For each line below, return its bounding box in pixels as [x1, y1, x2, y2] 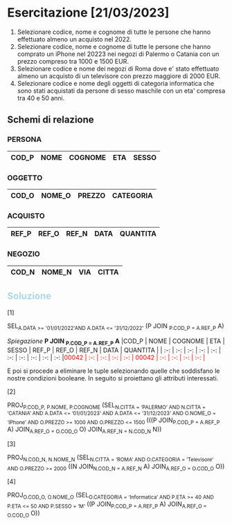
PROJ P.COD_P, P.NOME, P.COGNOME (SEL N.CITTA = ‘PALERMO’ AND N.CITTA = [7, 400, 206, 411]
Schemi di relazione [7, 114, 95, 126]
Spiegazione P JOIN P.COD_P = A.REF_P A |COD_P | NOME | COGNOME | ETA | [7, 337, 225, 347]
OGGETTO [7, 173, 43, 183]
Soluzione [7, 290, 52, 302]
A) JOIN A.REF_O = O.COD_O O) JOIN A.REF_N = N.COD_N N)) [7, 425, 162, 435]
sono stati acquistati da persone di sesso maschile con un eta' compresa [17, 86, 226, 95]
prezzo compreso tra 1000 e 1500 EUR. [17, 57, 130, 65]
